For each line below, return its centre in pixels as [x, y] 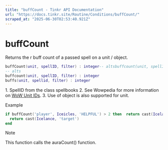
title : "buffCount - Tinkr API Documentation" [54, 10]
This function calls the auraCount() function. [51, 143]
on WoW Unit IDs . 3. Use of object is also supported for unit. [67, 95]
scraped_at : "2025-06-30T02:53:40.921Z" [48, 19]
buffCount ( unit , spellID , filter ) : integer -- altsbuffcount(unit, [77, 67]
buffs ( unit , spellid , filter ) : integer [48, 80]
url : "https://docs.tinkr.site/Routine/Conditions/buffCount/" [72, 14]
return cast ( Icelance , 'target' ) [44, 119]
